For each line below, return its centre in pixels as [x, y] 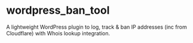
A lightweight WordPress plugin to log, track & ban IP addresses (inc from [96, 27]
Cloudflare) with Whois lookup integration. [58, 33]
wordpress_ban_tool [58, 10]
